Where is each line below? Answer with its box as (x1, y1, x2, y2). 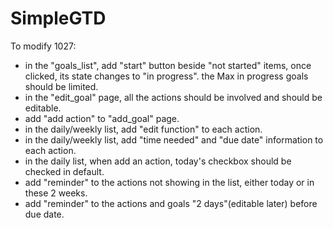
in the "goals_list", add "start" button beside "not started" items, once (24, 59, 312, 71)
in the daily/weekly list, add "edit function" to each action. (24, 123, 263, 135)
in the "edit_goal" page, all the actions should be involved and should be (24, 91, 323, 103)
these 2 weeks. (24, 187, 88, 199)
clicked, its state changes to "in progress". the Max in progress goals (24, 70, 309, 82)
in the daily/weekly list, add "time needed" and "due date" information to (24, 133, 324, 146)
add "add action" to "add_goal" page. (24, 112, 180, 124)
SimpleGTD (10, 7, 107, 30)
